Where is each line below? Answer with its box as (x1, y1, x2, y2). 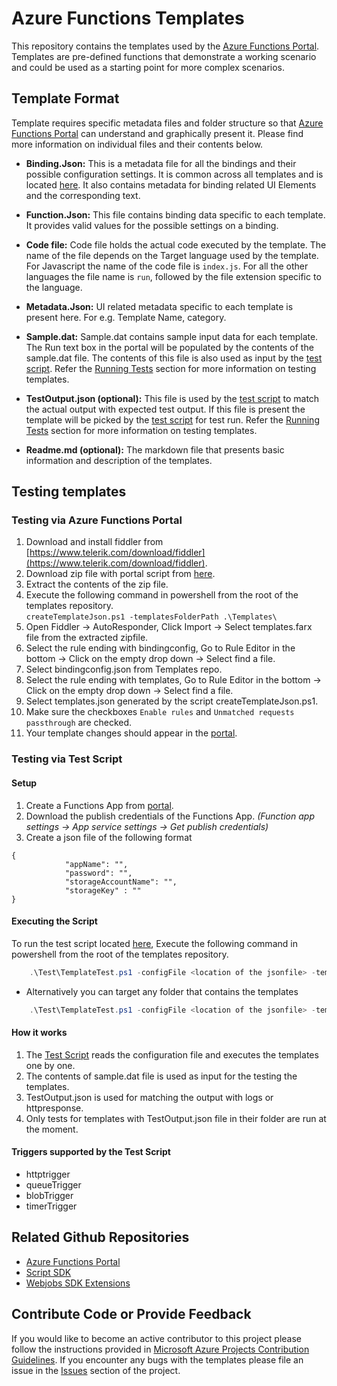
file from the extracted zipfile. (25, 632, 149, 644)
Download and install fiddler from (25, 536, 164, 548)
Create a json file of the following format (25, 831, 193, 843)
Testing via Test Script (11, 752, 123, 766)
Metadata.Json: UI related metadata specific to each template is (25, 300, 294, 312)
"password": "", (64, 868, 133, 878)
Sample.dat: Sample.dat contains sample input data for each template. (25, 330, 319, 342)
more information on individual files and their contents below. (11, 138, 264, 150)
